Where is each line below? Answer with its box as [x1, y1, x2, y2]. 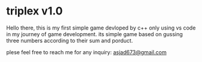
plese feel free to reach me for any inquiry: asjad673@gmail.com [6, 48, 167, 55]
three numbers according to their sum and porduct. [6, 37, 133, 44]
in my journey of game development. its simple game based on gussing [6, 30, 183, 37]
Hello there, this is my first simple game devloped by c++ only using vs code [6, 24, 196, 31]
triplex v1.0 [6, 4, 63, 18]
